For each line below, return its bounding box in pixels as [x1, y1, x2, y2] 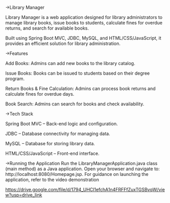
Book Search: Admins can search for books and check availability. [5, 101, 144, 107]
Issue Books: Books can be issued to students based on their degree [5, 70, 150, 76]
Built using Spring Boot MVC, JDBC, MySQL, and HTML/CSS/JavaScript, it [5, 35, 162, 41]
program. [5, 76, 25, 81]
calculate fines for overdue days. [5, 91, 75, 97]
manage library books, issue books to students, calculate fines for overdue [5, 20, 162, 26]
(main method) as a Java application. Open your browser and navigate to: [5, 166, 160, 172]
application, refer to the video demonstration [5, 176, 100, 183]
